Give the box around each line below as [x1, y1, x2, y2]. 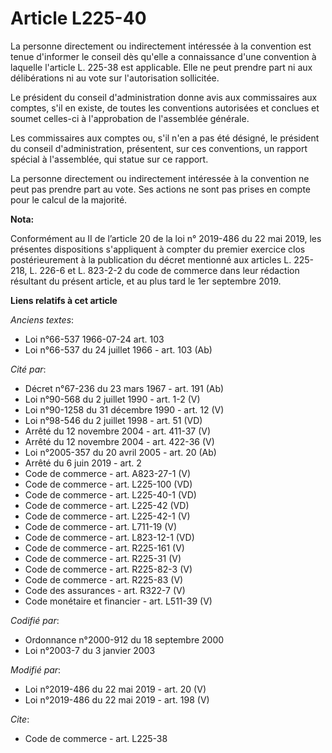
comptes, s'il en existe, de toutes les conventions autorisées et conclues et [10, 102, 320, 114]
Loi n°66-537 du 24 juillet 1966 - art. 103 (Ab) [24, 343, 213, 356]
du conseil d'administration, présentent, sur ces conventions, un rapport [10, 142, 308, 154]
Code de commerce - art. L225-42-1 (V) [24, 510, 191, 522]
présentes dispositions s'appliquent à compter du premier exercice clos [10, 243, 306, 255]
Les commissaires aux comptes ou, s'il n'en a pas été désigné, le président [10, 132, 320, 144]
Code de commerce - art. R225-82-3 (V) [24, 563, 193, 575]
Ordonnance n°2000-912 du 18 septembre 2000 [24, 633, 225, 646]
